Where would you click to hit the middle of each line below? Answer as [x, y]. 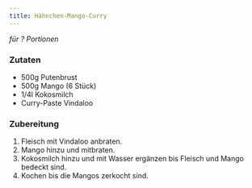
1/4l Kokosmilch [47, 94]
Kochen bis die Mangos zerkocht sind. [84, 176]
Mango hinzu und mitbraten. [68, 150]
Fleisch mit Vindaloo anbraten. [71, 141]
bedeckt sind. [44, 167]
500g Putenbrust [49, 77]
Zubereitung [34, 123]
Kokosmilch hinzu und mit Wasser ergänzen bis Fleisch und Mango [132, 159]
